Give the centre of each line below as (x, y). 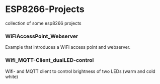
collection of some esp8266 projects (43, 23)
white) (12, 76)
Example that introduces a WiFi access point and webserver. (68, 47)
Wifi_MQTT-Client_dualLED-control (50, 60)
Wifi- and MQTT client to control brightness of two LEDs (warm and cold (80, 71)
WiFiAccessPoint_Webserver (42, 36)
